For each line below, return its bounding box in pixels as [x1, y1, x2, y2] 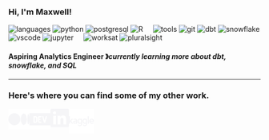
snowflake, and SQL [8, 60, 78, 70]
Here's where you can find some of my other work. [8, 90, 210, 101]
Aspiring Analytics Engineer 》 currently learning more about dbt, [8, 51, 227, 61]
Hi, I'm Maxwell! [8, 6, 72, 17]
